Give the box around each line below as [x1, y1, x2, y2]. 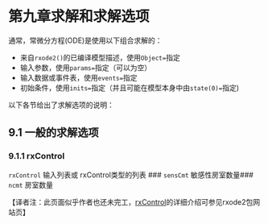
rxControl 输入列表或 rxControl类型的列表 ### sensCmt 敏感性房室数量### [8, 170, 254, 180]
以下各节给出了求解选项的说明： [8, 100, 114, 110]
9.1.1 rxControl [8, 151, 65, 162]
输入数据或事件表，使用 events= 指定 [19, 73, 138, 82]
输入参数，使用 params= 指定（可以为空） [19, 62, 151, 73]
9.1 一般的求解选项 [8, 126, 99, 139]
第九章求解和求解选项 [8, 7, 150, 26]
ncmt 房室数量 [8, 180, 54, 189]
